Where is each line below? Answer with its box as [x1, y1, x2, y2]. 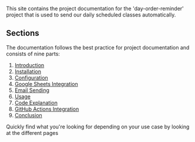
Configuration [14, 74, 48, 81]
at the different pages [6, 129, 59, 136]
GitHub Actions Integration [14, 105, 79, 113]
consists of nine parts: [6, 50, 60, 57]
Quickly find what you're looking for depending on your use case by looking [6, 123, 190, 130]
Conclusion [14, 111, 42, 118]
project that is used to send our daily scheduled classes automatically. [6, 11, 176, 18]
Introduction [14, 61, 45, 68]
